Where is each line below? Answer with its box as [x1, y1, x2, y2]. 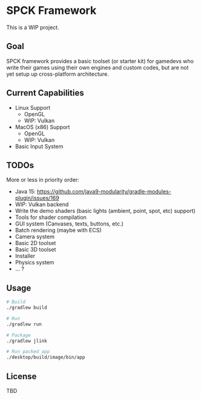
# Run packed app [6, 349, 50, 355]
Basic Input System [15, 142, 64, 150]
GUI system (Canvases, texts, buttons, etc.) [15, 220, 124, 227]
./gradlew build [6, 304, 47, 311]
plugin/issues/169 [15, 195, 59, 202]
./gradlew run [6, 321, 42, 327]
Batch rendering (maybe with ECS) [15, 227, 102, 234]
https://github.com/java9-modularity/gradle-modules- [37, 188, 171, 195]
